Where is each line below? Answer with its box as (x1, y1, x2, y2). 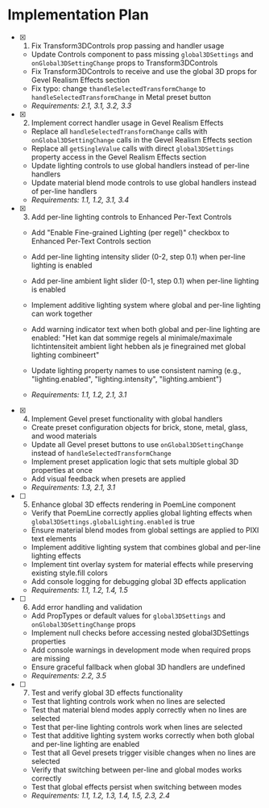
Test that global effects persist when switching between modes (31, 781, 242, 791)
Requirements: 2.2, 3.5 (31, 670, 106, 680)
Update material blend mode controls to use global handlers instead (31, 177, 257, 187)
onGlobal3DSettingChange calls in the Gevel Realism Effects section (31, 135, 253, 144)
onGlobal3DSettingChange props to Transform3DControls (31, 58, 218, 68)
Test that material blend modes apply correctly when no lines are (31, 705, 247, 715)
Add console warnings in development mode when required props (31, 644, 251, 654)
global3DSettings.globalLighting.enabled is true (31, 516, 195, 526)
